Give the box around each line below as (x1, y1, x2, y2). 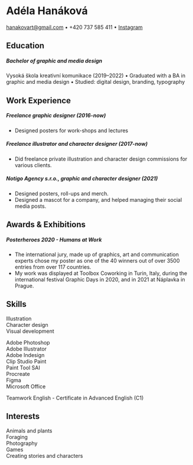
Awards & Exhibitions (6, 220, 86, 230)
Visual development (6, 328, 54, 335)
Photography (6, 440, 38, 447)
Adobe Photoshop (6, 339, 50, 346)
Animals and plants (6, 427, 53, 434)
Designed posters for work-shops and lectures (14, 127, 129, 134)
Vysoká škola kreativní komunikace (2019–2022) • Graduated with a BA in (6, 72, 186, 79)
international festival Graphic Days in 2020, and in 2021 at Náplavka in (14, 276, 185, 283)
